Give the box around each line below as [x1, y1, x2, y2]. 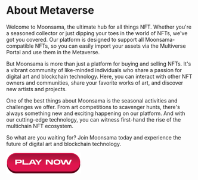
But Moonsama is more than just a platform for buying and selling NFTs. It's [6, 60, 191, 67]
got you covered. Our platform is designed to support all [6, 36, 144, 43]
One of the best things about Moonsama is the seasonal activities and [6, 97, 178, 104]
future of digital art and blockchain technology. [6, 140, 121, 147]
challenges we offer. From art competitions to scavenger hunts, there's [6, 103, 180, 110]
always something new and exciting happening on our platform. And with [6, 110, 185, 117]
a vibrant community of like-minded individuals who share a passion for [6, 66, 182, 73]
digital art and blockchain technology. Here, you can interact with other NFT [6, 73, 193, 80]
